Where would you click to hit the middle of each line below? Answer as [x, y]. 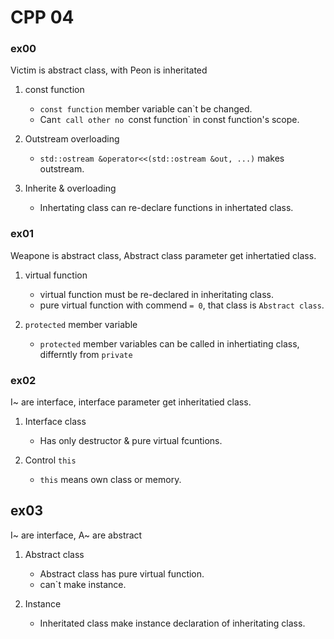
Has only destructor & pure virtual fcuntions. [131, 441]
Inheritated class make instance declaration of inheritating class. [172, 623]
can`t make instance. [83, 584]
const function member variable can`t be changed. [146, 109]
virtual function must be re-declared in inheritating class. [156, 294]
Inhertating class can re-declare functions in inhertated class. [166, 208]
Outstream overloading [72, 139]
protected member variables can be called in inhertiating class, [169, 343]
